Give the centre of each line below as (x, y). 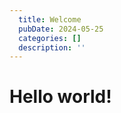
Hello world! (60, 97)
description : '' (52, 47)
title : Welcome (50, 19)
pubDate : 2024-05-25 (61, 29)
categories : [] (50, 38)
